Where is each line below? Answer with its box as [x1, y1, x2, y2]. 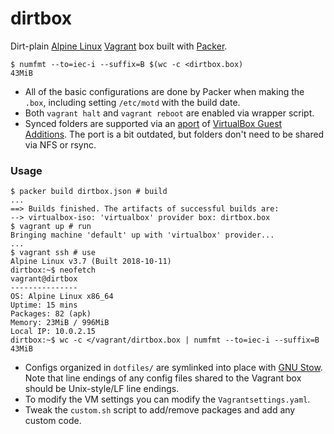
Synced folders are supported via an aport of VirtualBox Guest [24, 117, 283, 129]
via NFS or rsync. [24, 138, 97, 151]
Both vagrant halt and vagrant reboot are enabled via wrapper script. [24, 107, 315, 119]
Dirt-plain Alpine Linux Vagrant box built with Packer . [10, 40, 228, 52]
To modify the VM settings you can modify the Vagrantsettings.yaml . [24, 393, 311, 406]
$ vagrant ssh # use [10, 248, 97, 258]
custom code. [24, 415, 82, 427]
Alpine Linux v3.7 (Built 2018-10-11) [10, 257, 172, 267]
